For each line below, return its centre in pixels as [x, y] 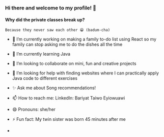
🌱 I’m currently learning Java [41, 54]
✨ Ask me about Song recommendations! [54, 88]
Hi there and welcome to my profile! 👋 [51, 8]
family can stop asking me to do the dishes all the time [67, 44]
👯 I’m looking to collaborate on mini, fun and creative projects [74, 64]
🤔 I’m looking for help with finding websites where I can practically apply [85, 73]
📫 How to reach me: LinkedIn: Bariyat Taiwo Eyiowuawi [68, 98]
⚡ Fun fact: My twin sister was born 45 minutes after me [69, 119]
